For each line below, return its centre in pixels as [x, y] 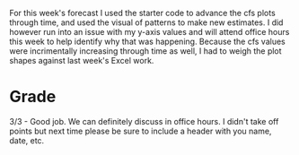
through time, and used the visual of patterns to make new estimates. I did [146, 22]
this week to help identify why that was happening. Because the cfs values [147, 41]
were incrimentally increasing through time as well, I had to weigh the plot [145, 51]
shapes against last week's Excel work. [82, 60]
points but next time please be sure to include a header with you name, [141, 131]
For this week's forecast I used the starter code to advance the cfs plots [142, 13]
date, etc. [27, 140]
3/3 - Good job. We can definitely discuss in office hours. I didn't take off [144, 121]
